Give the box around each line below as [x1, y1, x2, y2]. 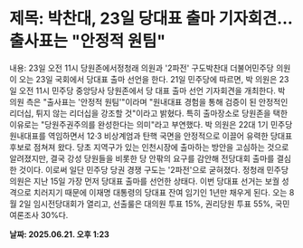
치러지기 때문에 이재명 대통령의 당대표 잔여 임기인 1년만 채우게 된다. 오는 [33, 186, 288, 197]
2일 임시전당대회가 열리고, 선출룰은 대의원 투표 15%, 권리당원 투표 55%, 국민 [18, 198, 290, 209]
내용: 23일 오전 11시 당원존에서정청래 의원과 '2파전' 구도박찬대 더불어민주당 [9, 62, 274, 73]
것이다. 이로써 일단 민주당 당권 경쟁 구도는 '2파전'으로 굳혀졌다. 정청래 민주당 [18, 164, 289, 175]
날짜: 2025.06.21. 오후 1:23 [9, 228, 110, 240]
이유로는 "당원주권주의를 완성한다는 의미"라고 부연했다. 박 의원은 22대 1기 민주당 [9, 119, 293, 129]
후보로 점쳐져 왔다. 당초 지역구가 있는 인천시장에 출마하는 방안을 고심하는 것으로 [9, 141, 289, 152]
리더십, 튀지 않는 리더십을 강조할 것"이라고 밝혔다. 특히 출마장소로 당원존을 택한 [9, 108, 288, 119]
